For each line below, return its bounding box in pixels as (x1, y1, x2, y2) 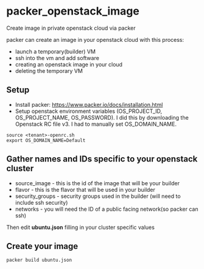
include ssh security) (15, 199, 68, 206)
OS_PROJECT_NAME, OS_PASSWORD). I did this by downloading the (15, 114, 189, 121)
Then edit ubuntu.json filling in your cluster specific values (6, 223, 155, 231)
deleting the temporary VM (15, 67, 83, 74)
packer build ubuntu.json (6, 257, 72, 264)
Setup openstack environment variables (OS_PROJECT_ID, (15, 107, 163, 115)
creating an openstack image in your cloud (15, 61, 123, 68)
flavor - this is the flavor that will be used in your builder (15, 186, 155, 193)
